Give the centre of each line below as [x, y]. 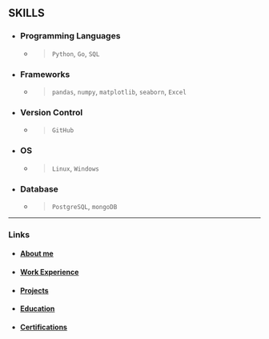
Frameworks [45, 74]
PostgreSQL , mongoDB [84, 206]
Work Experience [49, 272]
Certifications [44, 327]
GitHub [63, 131]
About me [36, 254]
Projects [34, 290]
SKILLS [27, 13]
